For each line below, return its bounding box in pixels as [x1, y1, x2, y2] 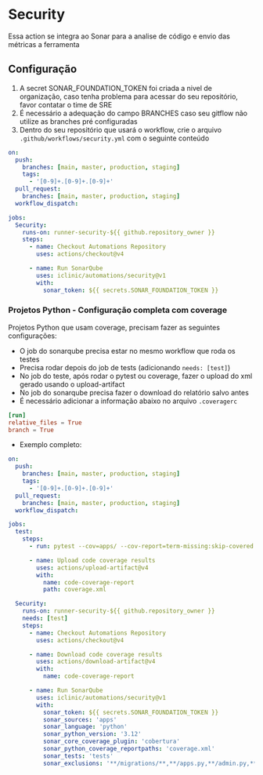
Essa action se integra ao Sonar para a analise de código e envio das [8, 31, 231, 41]
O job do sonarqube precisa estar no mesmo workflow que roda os [19, 346, 236, 355]
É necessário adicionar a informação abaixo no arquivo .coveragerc [19, 396, 237, 406]
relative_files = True [8, 418, 82, 427]
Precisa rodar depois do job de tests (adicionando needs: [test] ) [19, 362, 231, 372]
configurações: [8, 331, 57, 340]
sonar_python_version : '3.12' [42, 730, 142, 738]
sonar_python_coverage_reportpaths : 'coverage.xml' [42, 745, 215, 753]
